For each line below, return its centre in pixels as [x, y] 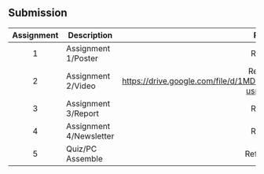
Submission [38, 13]
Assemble [85, 158]
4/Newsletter [90, 135]
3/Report [83, 113]
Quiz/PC [82, 149]
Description [90, 35]
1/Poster [82, 58]
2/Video [81, 86]
